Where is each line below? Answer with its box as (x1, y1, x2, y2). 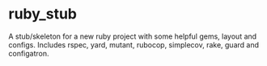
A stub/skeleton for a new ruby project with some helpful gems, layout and (8, 31, 257, 41)
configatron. (8, 48, 50, 58)
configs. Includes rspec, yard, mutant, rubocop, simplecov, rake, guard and (8, 39, 259, 49)
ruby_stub (8, 5, 77, 23)
